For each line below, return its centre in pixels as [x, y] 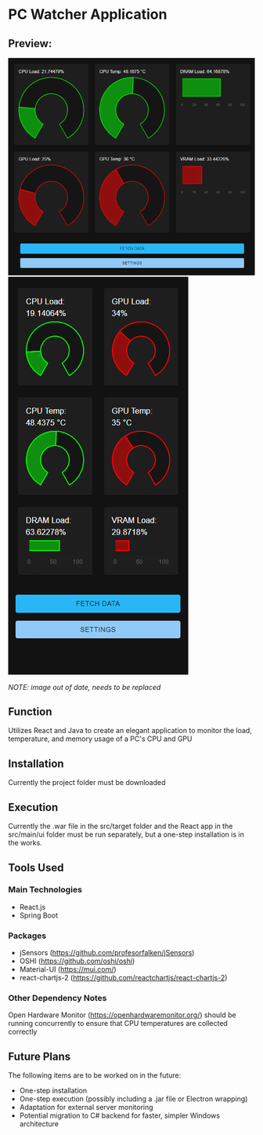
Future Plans [40, 1056]
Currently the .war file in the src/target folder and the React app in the [121, 827]
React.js [32, 907]
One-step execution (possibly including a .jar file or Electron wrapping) [133, 1099]
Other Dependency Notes [58, 998]
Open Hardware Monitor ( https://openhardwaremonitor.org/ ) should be [122, 1015]
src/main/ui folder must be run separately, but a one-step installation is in [126, 834]
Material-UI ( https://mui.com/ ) [68, 969]
